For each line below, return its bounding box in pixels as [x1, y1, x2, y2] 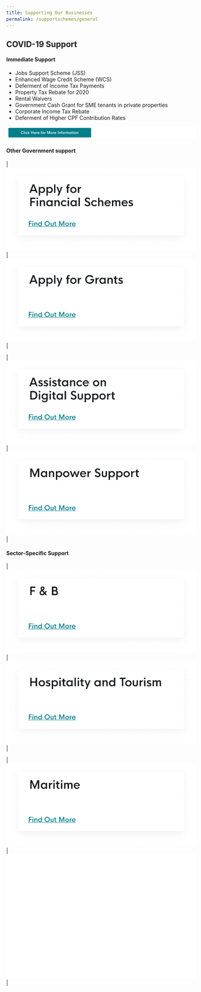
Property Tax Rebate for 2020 [14, 89, 89, 96]
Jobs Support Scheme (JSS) [14, 69, 86, 77]
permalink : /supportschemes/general [6, 16, 98, 22]
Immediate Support [6, 56, 56, 63]
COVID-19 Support [6, 39, 77, 49]
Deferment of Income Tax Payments [14, 82, 105, 90]
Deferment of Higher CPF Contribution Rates [14, 115, 126, 122]
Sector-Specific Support [6, 549, 69, 557]
